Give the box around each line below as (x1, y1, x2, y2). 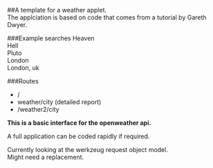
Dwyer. (7, 21, 28, 28)
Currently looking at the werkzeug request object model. (7, 146, 168, 153)
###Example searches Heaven (7, 34, 95, 42)
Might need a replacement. (7, 153, 84, 161)
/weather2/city (17, 106, 60, 113)
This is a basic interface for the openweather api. (7, 119, 151, 127)
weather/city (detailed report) (17, 98, 102, 106)
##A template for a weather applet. (7, 6, 107, 14)
